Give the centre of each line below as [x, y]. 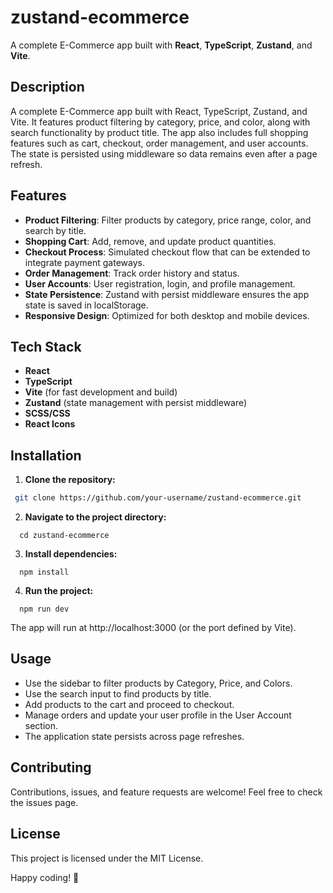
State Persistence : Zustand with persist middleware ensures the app [167, 294]
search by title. [55, 230]
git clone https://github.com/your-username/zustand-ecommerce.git [158, 498]
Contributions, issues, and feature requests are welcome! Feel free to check [166, 792]
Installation [46, 455]
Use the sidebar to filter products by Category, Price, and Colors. [158, 683]
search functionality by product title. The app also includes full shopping [159, 132]
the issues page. [44, 802]
